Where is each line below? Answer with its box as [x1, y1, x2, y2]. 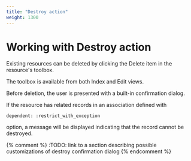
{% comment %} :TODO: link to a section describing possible [6, 142, 157, 149]
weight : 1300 [6, 14, 39, 20]
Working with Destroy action [6, 40, 151, 54]
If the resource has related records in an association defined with [6, 102, 167, 109]
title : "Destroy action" [6, 8, 68, 15]
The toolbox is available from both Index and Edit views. [6, 78, 144, 85]
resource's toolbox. [6, 67, 54, 74]
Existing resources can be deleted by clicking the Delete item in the [6, 60, 172, 67]
